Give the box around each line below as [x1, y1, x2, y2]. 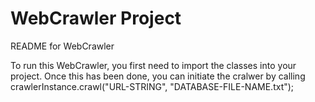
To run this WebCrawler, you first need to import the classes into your [10, 59, 297, 71]
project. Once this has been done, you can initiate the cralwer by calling [10, 70, 306, 82]
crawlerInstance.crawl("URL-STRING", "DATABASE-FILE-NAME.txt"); [10, 80, 295, 92]
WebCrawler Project [10, 7, 182, 30]
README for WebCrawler [10, 40, 115, 52]
